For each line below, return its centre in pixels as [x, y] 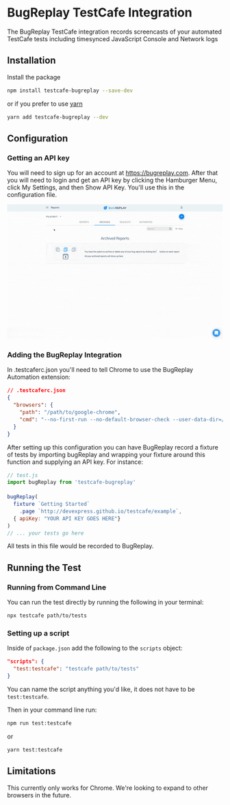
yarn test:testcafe [35, 749]
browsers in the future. [39, 795]
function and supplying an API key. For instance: [75, 462]
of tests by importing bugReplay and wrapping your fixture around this [106, 454]
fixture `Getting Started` [52, 504]
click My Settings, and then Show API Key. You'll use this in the [96, 187]
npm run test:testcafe [39, 723]
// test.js [23, 475]
